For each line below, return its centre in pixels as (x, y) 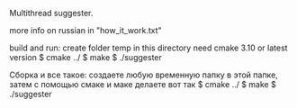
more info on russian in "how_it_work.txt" (85, 30)
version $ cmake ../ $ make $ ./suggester (85, 57)
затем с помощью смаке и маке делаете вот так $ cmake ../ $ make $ (143, 84)
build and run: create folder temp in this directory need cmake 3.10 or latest (148, 48)
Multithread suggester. (51, 13)
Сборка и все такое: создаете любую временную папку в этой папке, (144, 75)
